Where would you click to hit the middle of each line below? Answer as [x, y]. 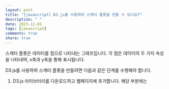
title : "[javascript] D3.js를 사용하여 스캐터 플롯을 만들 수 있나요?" [74, 15]
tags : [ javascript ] [26, 29]
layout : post [19, 10]
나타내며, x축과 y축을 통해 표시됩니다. [48, 59]
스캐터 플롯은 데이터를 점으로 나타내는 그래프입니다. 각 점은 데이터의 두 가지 [80, 53]
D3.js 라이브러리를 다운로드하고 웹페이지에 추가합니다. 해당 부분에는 [80, 81]
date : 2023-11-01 [24, 24]
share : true [18, 38]
